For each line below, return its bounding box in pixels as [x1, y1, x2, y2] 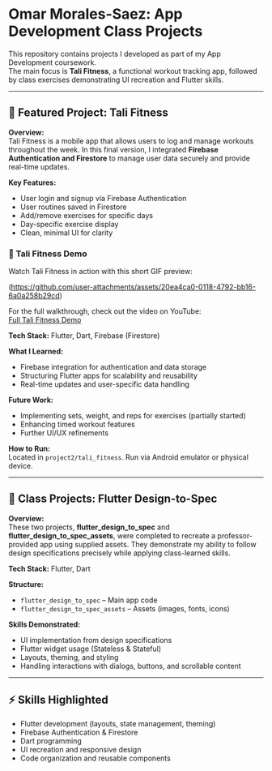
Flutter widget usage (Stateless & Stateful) [19, 644, 162, 653]
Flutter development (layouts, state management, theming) [19, 718, 216, 728]
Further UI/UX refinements [19, 428, 109, 438]
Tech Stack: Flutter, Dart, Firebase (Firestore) [8, 331, 160, 341]
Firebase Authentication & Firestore [19, 727, 138, 737]
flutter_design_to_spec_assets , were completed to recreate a [8, 530, 216, 540]
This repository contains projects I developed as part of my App [8, 49, 221, 58]
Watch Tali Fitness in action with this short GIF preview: [8, 267, 193, 276]
